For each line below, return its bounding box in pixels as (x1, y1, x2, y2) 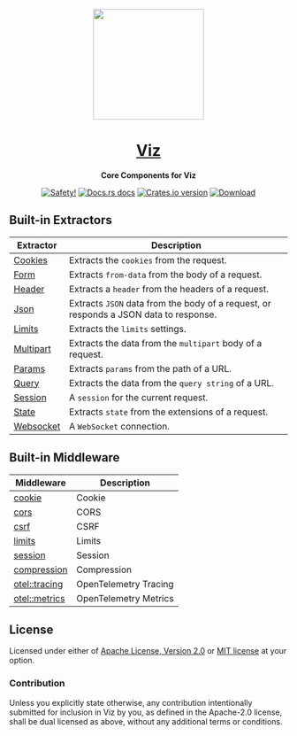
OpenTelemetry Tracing (76, 577, 174, 590)
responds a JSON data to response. (69, 308, 217, 321)
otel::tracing (13, 577, 64, 590)
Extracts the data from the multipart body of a (69, 337, 263, 349)
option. (9, 655, 35, 666)
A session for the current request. (69, 391, 209, 403)
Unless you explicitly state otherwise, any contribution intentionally (9, 697, 253, 708)
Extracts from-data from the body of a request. (69, 268, 263, 281)
